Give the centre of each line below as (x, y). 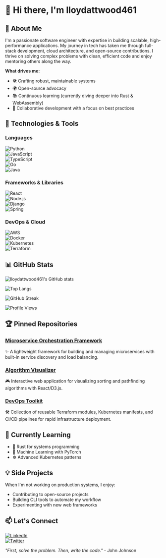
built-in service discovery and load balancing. (52, 357)
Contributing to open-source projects (50, 494)
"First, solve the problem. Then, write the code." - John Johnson (71, 550)
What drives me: (23, 71)
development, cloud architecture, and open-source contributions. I (85, 51)
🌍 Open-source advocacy (39, 88)
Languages (19, 138)
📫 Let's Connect (32, 521)
